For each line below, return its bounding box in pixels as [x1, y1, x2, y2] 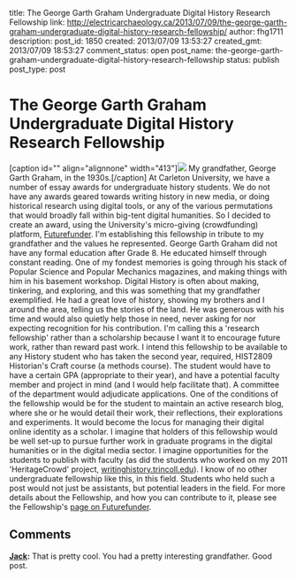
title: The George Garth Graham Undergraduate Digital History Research [9, 8, 271, 18]
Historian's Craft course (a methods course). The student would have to [9, 360, 271, 371]
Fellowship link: [9, 17, 65, 27]
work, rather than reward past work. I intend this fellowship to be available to [9, 341, 288, 352]
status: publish [226, 55, 280, 65]
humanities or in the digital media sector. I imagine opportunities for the [9, 444, 269, 455]
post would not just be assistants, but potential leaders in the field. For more [9, 482, 285, 493]
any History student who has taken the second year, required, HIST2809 [9, 351, 273, 361]
